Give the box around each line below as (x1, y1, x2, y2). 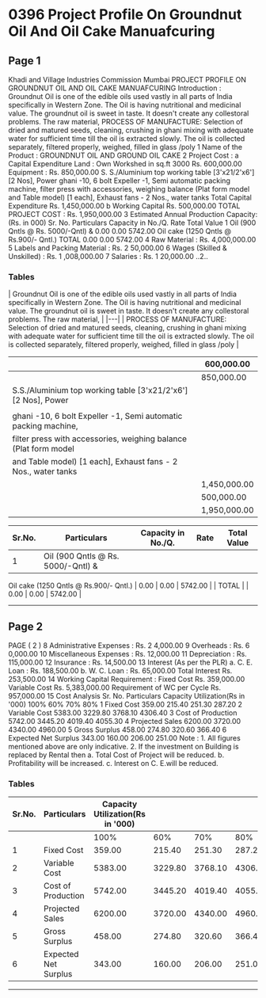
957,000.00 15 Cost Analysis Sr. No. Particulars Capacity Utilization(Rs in (8, 691, 245, 701)
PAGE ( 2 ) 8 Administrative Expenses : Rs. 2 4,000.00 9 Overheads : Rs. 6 (8, 641, 250, 650)
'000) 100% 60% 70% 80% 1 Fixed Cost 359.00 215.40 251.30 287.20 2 (8, 699, 243, 710)
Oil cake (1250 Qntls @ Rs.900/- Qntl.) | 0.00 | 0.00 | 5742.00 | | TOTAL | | (8, 581, 249, 591)
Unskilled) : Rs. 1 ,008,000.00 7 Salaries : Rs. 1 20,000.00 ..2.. (8, 252, 208, 261)
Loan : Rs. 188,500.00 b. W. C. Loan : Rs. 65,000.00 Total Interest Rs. (8, 666, 233, 676)
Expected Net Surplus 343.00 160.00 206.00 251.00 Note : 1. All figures (8, 733, 241, 743)
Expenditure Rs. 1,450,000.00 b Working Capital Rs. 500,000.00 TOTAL (8, 201, 241, 211)
